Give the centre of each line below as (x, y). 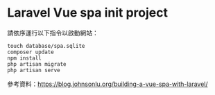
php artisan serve (34, 70)
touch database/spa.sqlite (46, 46)
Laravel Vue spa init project (88, 13)
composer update (31, 52)
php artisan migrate (37, 64)
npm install (24, 58)
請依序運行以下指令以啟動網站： (53, 33)
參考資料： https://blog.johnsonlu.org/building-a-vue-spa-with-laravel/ (108, 84)
